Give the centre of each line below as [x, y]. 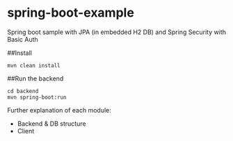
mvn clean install [34, 65]
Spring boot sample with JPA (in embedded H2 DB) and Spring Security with [116, 32]
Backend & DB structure [51, 124]
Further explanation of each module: [59, 110]
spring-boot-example [71, 13]
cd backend [23, 91]
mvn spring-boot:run [37, 97]
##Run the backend [35, 78]
